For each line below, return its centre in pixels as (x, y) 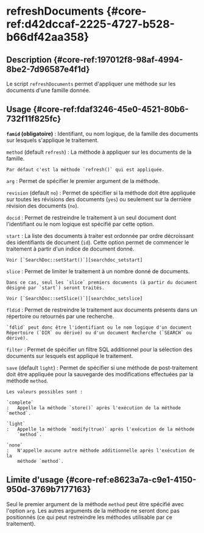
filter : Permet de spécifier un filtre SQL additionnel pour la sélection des (100, 349)
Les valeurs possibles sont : (45, 392)
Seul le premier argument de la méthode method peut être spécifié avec (95, 504)
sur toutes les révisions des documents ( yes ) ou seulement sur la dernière (99, 199)
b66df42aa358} (48, 37)
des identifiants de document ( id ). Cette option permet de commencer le (98, 242)
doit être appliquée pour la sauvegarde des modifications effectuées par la (100, 374)
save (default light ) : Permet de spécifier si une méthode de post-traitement (102, 368)
